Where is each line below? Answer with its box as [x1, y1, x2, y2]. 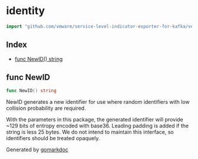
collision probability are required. [6, 104, 87, 112]
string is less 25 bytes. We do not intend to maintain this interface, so [6, 128, 174, 136]
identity [6, 4, 45, 18]
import [6, 23, 22, 29]
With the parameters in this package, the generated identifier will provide [6, 116, 184, 123]
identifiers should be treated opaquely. [6, 135, 100, 142]
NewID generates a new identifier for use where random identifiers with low [6, 99, 190, 106]
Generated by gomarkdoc [6, 146, 69, 153]
